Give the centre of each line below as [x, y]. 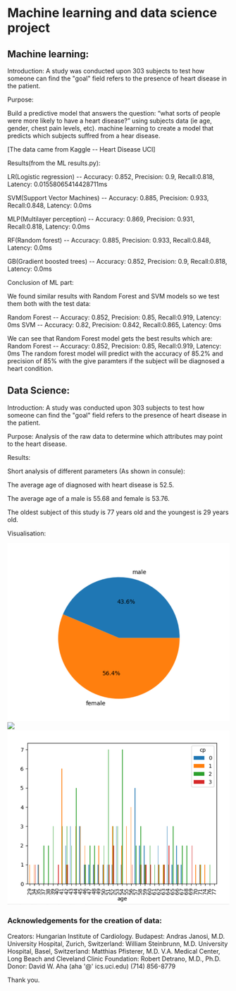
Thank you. [24, 980]
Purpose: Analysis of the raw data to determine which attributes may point [115, 436]
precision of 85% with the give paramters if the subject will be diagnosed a [116, 361]
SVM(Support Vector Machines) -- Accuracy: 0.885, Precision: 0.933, [108, 198]
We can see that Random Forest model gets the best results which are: [110, 339]
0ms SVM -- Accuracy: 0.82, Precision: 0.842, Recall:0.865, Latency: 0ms [114, 325]
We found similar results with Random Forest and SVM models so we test [113, 296]
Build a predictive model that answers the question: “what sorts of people [114, 113]
